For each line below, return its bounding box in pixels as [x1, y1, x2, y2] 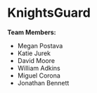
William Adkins [17, 64, 61, 72]
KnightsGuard [7, 5, 91, 21]
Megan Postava [17, 41, 63, 50]
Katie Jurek [17, 49, 51, 57]
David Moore [17, 56, 55, 64]
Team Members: [7, 28, 56, 36]
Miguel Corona [17, 71, 61, 80]
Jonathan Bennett [17, 78, 70, 87]
